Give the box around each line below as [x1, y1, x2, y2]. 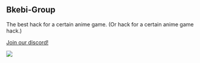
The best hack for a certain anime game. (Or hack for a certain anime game [6, 20, 194, 28]
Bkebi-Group [6, 5, 56, 15]
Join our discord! [6, 38, 49, 46]
